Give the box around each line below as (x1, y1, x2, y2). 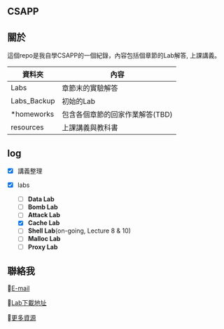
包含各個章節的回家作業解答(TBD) (62, 110, 173, 120)
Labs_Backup (10, 96, 55, 106)
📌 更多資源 (7, 314, 36, 322)
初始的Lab (62, 96, 96, 106)
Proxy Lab (27, 243, 58, 251)
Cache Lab (27, 219, 60, 227)
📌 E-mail (7, 284, 30, 292)
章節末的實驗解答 (62, 84, 118, 93)
